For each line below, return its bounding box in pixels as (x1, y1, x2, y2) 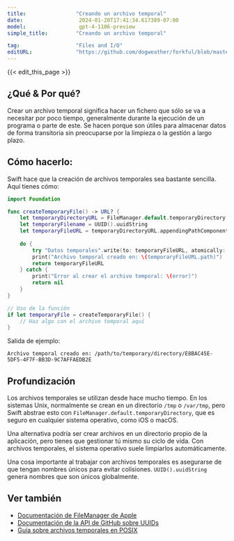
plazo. (7, 136, 25, 144)
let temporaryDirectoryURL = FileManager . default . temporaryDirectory (19, 214, 226, 221)
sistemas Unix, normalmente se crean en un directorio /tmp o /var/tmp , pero (7, 401, 226, 409)
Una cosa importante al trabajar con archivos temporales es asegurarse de (7, 457, 222, 466)
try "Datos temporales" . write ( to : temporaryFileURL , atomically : (32, 246, 226, 254)
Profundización (7, 375, 76, 387)
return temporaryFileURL (32, 260, 104, 267)
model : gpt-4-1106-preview (7, 23, 136, 30)
